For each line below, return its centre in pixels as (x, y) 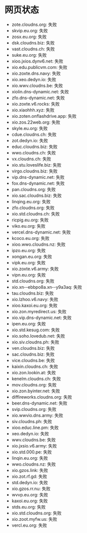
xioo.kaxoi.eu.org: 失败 (34, 305)
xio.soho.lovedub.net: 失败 (38, 336)
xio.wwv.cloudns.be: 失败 (37, 85)
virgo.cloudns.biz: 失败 (35, 171)
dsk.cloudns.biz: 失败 (33, 43)
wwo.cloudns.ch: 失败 (34, 152)
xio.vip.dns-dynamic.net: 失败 (42, 318)
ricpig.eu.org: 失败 (30, 220)
